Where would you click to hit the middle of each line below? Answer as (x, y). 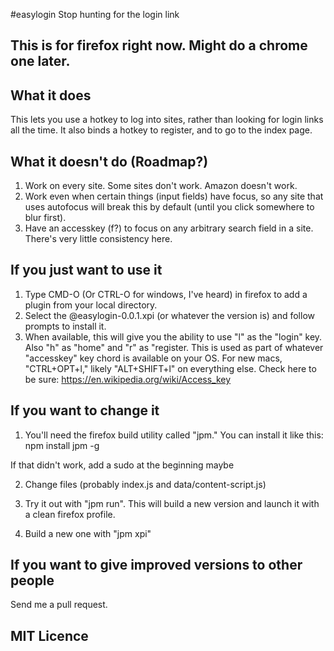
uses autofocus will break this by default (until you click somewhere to (169, 207)
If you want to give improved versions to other (156, 565)
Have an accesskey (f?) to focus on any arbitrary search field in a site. (169, 228)
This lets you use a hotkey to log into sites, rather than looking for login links (167, 120)
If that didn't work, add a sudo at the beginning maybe (122, 465)
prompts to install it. (65, 326)
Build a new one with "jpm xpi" (88, 533)
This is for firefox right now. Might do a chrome (159, 45)
